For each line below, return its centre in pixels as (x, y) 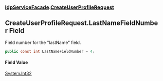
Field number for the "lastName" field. (43, 42)
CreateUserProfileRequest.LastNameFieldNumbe (81, 23)
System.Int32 (18, 73)
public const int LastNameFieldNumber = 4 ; (50, 51)
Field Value (17, 62)
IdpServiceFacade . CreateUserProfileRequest (60, 7)
